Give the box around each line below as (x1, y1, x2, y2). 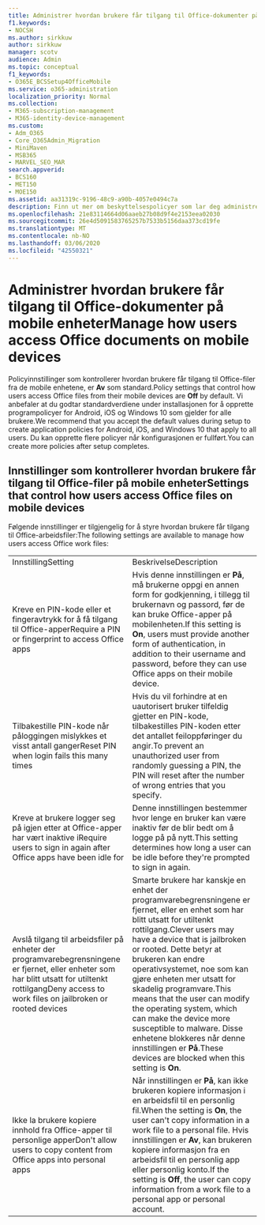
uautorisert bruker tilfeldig (132, 701, 229, 712)
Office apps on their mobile (132, 669, 233, 680)
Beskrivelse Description (132, 556, 218, 567)
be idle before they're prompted (132, 852, 250, 863)
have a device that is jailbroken (132, 934, 247, 945)
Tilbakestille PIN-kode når (12, 721, 110, 732)
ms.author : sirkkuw (8, 33, 73, 42)
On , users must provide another (132, 629, 250, 640)
